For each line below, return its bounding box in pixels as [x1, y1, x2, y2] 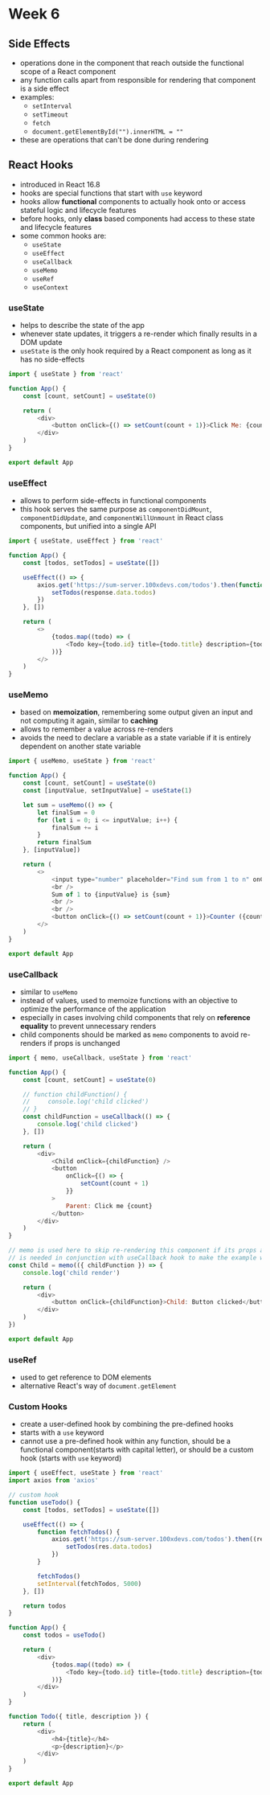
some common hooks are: [19, 231, 107, 240]
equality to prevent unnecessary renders [19, 1021, 157, 1031]
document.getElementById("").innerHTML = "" [31, 128, 184, 136]
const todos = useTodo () [22, 1631, 106, 1640]
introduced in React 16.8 [19, 179, 100, 189]
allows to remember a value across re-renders [19, 724, 174, 734]
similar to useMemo [19, 986, 78, 997]
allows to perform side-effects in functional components [19, 496, 207, 506]
